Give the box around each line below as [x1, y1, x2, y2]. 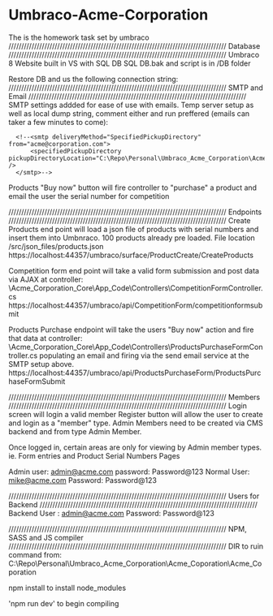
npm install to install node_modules [8, 583, 127, 592]
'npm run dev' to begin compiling [8, 598, 119, 608]
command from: [8, 549, 63, 559]
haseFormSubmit [8, 376, 66, 386]
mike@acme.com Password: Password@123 [8, 475, 157, 485]
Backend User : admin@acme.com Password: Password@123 [8, 508, 215, 518]
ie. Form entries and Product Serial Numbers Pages [8, 450, 180, 460]
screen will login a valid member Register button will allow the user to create [8, 409, 263, 419]
